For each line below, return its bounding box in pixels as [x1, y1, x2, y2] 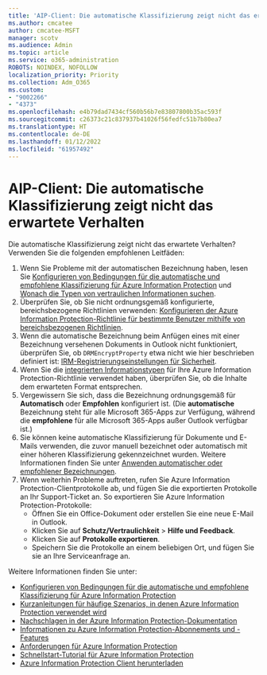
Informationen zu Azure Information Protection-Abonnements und [19, 625, 236, 634]
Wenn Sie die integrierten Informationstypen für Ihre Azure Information [19, 365, 252, 375]
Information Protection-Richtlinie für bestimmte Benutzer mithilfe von [19, 314, 246, 324]
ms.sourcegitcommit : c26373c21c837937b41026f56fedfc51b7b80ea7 [8, 116, 222, 124]
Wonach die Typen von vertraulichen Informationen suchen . [19, 288, 216, 299]
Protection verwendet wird [19, 607, 107, 618]
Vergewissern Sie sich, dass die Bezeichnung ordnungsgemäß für [19, 390, 236, 400]
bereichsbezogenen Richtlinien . [19, 323, 123, 332]
